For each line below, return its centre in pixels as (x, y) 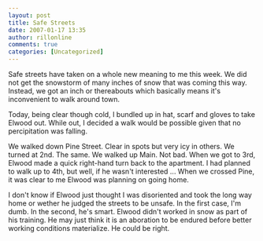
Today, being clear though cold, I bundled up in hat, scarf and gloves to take (132, 114)
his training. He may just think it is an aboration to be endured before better (130, 220)
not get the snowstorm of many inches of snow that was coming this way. (128, 82)
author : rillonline (40, 37)
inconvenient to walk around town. (64, 99)
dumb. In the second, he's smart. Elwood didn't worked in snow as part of (128, 212)
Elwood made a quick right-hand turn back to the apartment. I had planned (129, 163)
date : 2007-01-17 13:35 (47, 30)
